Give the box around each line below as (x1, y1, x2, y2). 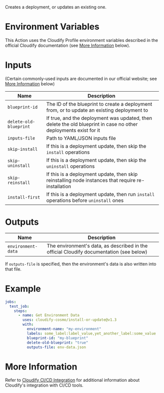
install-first (7, 195, 41, 200)
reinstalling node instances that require (46, 177, 136, 183)
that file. (5, 266, 22, 272)
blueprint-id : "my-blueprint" (26, 335, 89, 340)
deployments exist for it (46, 127, 100, 134)
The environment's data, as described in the (46, 242, 148, 249)
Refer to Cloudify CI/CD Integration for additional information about (5, 377, 140, 383)
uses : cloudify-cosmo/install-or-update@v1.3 (22, 317, 117, 322)
